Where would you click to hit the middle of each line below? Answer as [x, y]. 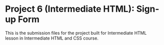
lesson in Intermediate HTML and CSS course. [52, 38]
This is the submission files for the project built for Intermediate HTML [76, 33]
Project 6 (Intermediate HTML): [70, 9]
